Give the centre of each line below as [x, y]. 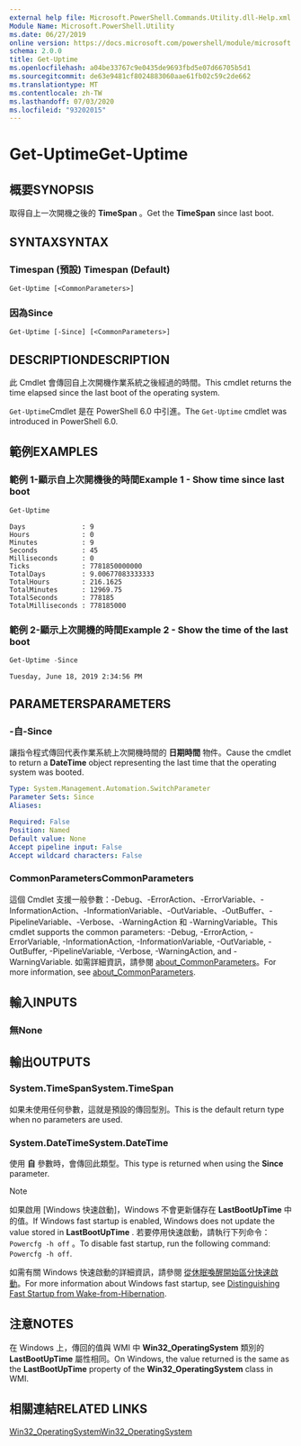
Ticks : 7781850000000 [76, 566]
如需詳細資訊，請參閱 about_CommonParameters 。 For [176, 961]
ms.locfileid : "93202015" [58, 110]
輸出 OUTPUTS [50, 1063]
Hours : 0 [52, 534]
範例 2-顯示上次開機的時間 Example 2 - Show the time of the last [149, 630]
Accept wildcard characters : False [76, 855]
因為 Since [31, 313]
